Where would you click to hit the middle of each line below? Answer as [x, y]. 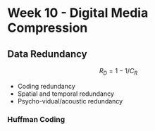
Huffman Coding [36, 119]
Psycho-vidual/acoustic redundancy [70, 101]
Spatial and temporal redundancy [66, 94]
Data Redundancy [47, 54]
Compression [48, 28]
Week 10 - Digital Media [78, 13]
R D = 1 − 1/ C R [118, 72]
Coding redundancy [46, 86]
